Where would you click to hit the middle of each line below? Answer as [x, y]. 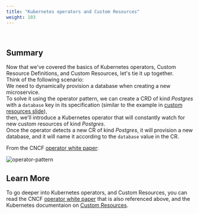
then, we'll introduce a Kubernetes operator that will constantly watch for [96, 118]
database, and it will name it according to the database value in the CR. [93, 137]
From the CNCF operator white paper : [53, 148]
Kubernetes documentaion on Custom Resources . [67, 205]
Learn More [28, 178]
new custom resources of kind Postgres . [56, 124]
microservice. [23, 92]
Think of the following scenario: [45, 80]
